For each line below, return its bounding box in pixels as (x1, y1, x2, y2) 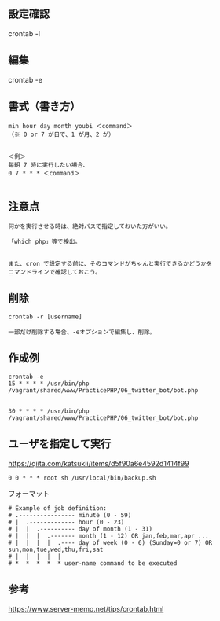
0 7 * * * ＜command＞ (8, 170, 80, 178)
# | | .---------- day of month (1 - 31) (8, 525, 153, 533)
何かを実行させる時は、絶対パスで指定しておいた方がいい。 (8, 222, 172, 230)
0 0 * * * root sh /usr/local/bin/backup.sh (8, 474, 156, 482)
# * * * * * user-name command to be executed (8, 559, 178, 568)
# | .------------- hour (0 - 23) (8, 518, 125, 526)
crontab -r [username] (8, 313, 82, 321)
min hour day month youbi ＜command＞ (8, 123, 133, 130)
